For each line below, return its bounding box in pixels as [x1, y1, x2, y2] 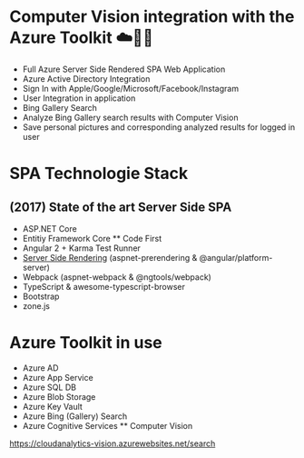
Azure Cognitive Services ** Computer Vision [22, 420, 193, 431]
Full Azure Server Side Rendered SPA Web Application [22, 64, 226, 75]
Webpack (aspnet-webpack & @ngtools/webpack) [22, 271, 211, 283]
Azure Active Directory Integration [22, 73, 151, 84]
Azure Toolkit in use [9, 333, 162, 353]
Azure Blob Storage [22, 391, 96, 402]
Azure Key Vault [22, 401, 83, 412]
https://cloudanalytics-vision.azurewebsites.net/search [9, 438, 216, 449]
